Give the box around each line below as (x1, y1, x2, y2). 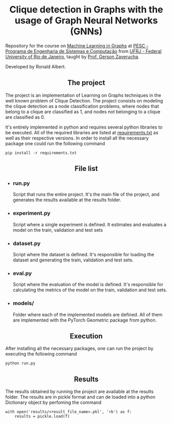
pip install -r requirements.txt (5, 150, 77, 155)
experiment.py (12, 209, 51, 217)
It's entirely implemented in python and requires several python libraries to (5, 124, 163, 130)
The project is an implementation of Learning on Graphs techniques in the (5, 92, 162, 98)
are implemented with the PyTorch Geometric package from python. (12, 317, 157, 323)
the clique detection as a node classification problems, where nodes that (5, 103, 159, 109)
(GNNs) (70, 26, 103, 38)
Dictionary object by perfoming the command (5, 399, 102, 405)
